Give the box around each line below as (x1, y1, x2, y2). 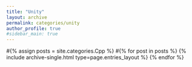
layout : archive (6, 14, 47, 20)
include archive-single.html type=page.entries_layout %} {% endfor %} (6, 54, 184, 61)
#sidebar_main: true (6, 31, 59, 37)
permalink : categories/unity (6, 20, 80, 26)
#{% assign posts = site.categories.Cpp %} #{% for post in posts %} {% (6, 47, 187, 54)
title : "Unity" (6, 8, 45, 15)
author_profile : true (6, 25, 61, 32)
